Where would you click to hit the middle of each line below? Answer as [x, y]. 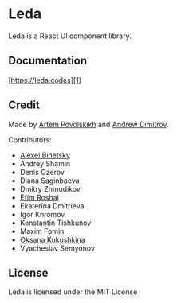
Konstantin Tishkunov [55, 223]
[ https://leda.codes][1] [45, 80]
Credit [24, 105]
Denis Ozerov [42, 172]
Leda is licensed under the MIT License [73, 292]
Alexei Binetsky [45, 155]
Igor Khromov [42, 214]
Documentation [48, 61]
